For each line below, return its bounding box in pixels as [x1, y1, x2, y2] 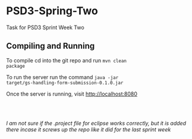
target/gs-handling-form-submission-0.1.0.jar [6, 80, 124, 86]
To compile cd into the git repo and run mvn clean [6, 56, 127, 64]
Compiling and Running [6, 41, 95, 51]
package [6, 63, 26, 69]
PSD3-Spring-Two [6, 4, 98, 18]
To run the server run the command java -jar [6, 73, 119, 81]
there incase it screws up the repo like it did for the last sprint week [6, 126, 171, 133]
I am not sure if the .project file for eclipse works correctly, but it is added [6, 119, 186, 127]
